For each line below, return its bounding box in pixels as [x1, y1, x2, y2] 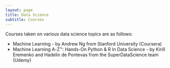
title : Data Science [5, 12, 49, 17]
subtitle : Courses [5, 17, 44, 22]
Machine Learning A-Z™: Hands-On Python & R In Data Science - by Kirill [12, 47, 165, 53]
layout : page [5, 7, 33, 13]
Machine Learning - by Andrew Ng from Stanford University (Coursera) [12, 41, 162, 47]
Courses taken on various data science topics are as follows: [5, 31, 133, 37]
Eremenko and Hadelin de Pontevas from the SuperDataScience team [12, 52, 159, 58]
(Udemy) [12, 57, 32, 63]
